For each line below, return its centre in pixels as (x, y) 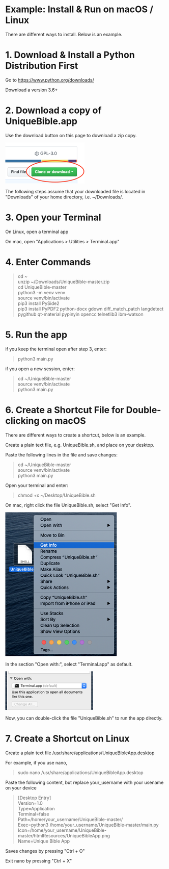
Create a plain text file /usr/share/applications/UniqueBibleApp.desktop (80, 753)
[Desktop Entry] (34, 798)
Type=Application (36, 808)
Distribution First (42, 66)
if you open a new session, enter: (40, 369)
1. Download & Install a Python (70, 55)
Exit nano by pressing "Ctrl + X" (39, 861)
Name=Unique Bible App (44, 841)
